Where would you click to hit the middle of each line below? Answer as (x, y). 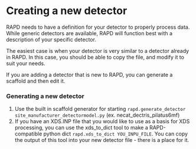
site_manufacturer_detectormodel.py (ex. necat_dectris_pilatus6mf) (97, 115)
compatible (28, 134)
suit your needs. (26, 63)
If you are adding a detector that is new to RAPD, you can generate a (89, 74)
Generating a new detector (45, 96)
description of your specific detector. (51, 39)
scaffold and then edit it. (36, 81)
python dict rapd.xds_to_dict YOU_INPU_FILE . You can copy (115, 134)
